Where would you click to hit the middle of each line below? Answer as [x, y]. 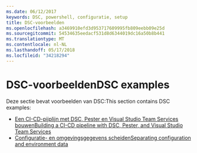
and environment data [41, 144]
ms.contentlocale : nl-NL [37, 45]
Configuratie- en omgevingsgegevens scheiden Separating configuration [103, 138]
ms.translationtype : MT [35, 39]
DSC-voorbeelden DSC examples [88, 85]
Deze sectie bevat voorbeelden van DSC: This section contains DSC [88, 101]
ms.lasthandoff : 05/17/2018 [41, 50]
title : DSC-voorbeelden [35, 22]
